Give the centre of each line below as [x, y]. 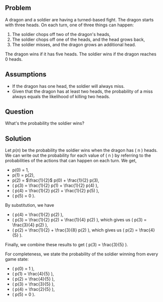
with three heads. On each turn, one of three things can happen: [69, 25]
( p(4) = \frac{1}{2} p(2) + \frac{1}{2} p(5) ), [56, 191]
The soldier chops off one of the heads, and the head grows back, [78, 39]
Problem [18, 8]
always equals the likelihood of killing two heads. [61, 96]
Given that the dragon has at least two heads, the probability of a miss [82, 91]
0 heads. [14, 59]
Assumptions [26, 75]
